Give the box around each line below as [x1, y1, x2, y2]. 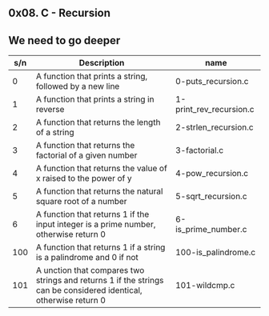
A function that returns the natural [35, 186, 163, 197]
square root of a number [35, 196, 127, 207]
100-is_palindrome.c [175, 247, 256, 258]
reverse [35, 104, 65, 115]
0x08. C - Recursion [8, 6, 110, 20]
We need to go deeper [8, 34, 121, 47]
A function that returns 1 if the [35, 209, 150, 220]
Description [78, 58, 125, 69]
